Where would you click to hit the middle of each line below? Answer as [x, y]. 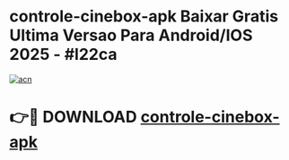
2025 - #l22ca [63, 55]
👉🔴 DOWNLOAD [73, 117]
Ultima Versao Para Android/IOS [131, 35]
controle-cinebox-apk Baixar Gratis [144, 17]
